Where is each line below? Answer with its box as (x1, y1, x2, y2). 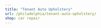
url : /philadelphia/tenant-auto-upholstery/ (5, 11, 97, 16)
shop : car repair (5, 16, 40, 20)
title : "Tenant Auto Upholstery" (5, 7, 73, 12)
